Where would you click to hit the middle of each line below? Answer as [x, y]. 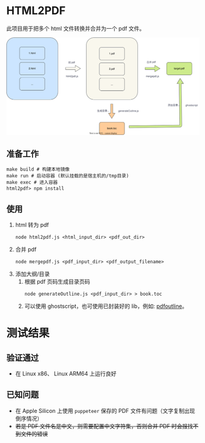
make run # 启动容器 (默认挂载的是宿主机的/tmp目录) [68, 176]
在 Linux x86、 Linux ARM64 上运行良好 [66, 374]
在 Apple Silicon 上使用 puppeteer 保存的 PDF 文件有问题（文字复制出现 [105, 410]
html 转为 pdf [32, 225]
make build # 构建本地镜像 [38, 169]
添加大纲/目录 [33, 274]
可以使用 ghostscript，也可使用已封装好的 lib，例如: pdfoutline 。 [106, 306]
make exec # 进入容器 [32, 183]
